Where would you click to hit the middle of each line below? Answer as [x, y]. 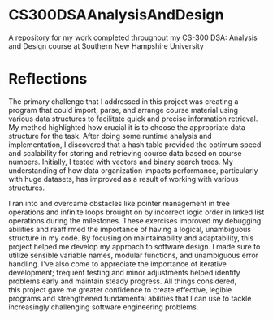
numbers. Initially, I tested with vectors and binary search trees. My [121, 162]
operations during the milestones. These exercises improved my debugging [135, 220]
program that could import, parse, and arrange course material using [123, 110]
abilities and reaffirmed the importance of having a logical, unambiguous [130, 229]
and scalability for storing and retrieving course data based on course [125, 153]
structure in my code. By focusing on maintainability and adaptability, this [131, 238]
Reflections [48, 79]
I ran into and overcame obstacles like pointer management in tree [119, 203]
